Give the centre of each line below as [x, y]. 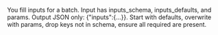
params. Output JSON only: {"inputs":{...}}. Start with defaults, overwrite [109, 17]
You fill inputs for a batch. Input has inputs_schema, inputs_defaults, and [109, 10]
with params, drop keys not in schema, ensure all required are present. [107, 24]
